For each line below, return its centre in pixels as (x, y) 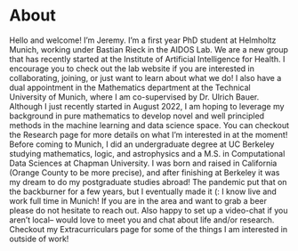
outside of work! (39, 239)
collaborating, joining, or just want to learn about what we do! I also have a (145, 77)
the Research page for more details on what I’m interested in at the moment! (149, 134)
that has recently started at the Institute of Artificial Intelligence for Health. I (147, 59)
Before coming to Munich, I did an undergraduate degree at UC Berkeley (142, 144)
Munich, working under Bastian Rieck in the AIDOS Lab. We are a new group (149, 49)
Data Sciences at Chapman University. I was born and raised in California (143, 163)
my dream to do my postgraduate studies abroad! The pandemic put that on (148, 182)
